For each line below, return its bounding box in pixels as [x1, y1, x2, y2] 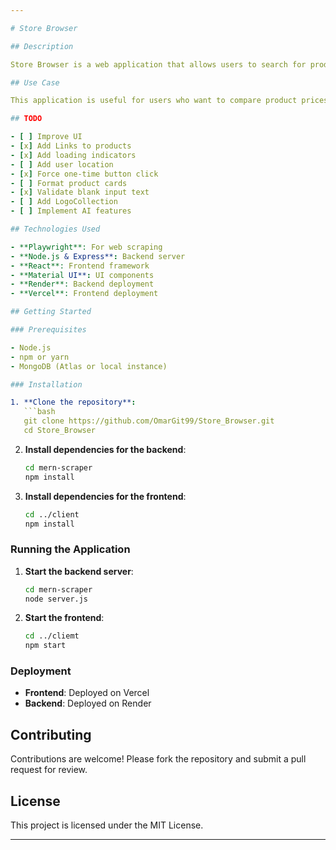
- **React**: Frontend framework [10, 261, 150, 271]
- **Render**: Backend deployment [10, 279, 155, 290]
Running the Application [10, 542, 131, 556]
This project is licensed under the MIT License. [10, 819, 204, 831]
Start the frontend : [24, 612, 105, 624]
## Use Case [10, 77, 60, 88]
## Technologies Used [10, 224, 101, 234]
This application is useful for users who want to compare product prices [10, 96, 329, 106]
